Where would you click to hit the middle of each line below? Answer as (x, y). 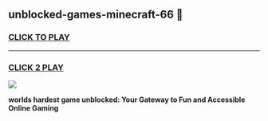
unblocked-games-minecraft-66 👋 (96, 15)
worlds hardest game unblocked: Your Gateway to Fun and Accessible (127, 100)
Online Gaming (33, 107)
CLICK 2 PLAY (36, 67)
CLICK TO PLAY (39, 37)
